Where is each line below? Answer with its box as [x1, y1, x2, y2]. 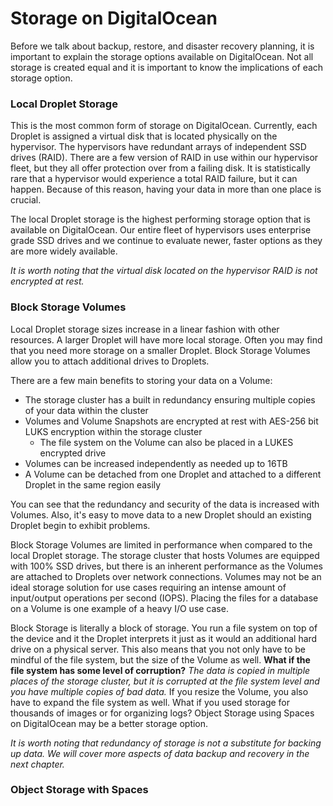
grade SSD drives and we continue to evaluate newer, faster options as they [10, 235, 323, 247]
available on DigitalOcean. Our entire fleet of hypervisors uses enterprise [10, 224, 312, 236]
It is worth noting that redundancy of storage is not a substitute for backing [10, 737, 322, 749]
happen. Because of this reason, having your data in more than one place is [10, 183, 322, 196]
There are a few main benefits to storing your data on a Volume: [10, 374, 273, 386]
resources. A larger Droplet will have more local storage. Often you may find [10, 333, 323, 346]
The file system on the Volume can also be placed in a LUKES [39, 436, 294, 448]
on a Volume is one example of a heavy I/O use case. [10, 602, 229, 614]
